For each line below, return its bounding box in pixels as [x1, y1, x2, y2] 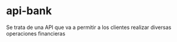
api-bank [6, 4, 52, 18]
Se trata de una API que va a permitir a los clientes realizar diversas [6, 24, 172, 31]
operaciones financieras [6, 30, 65, 37]
